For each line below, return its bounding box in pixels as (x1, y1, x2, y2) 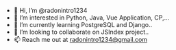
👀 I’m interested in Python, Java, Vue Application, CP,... (13, 14, 170, 22)
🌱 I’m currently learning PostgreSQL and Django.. (13, 21, 153, 28)
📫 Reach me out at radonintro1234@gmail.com (13, 36, 148, 43)
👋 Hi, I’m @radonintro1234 (13, 7, 88, 14)
